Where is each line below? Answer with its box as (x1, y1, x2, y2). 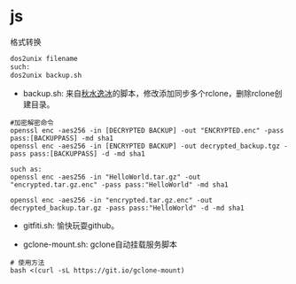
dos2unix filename (10, 54, 78, 63)
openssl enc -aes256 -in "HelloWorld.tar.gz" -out (10, 173, 201, 181)
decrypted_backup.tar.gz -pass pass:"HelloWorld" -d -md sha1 (10, 203, 245, 212)
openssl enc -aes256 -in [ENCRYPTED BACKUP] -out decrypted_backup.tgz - (10, 142, 289, 150)
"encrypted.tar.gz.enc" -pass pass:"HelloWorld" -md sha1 (10, 180, 229, 189)
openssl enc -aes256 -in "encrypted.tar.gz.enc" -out (10, 196, 214, 204)
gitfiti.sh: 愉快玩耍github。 (22, 219, 119, 231)
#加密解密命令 (10, 118, 54, 127)
